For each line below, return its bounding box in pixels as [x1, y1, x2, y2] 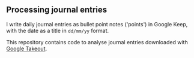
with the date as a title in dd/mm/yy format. [6, 27, 109, 34]
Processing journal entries [6, 5, 108, 15]
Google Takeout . [6, 45, 47, 52]
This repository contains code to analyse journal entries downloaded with [6, 38, 188, 45]
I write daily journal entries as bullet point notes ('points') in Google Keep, [6, 20, 188, 28]
